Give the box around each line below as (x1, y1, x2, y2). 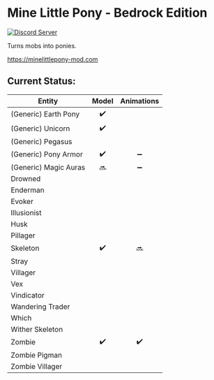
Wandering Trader (10, 302, 70, 312)
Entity (38, 96, 59, 105)
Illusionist (10, 207, 42, 217)
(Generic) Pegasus (10, 136, 72, 146)
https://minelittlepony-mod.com (7, 54, 98, 64)
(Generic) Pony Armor (10, 149, 84, 159)
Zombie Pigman (10, 350, 63, 360)
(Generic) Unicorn (10, 124, 70, 133)
